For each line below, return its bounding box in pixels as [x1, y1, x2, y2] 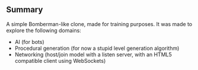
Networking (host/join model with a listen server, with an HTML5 [14, 50, 172, 58]
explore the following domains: [6, 27, 81, 34]
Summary [6, 5, 43, 15]
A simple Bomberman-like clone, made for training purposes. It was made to [6, 20, 193, 27]
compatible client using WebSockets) [14, 57, 106, 64]
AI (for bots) [14, 38, 44, 45]
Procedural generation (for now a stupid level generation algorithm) [14, 44, 180, 52]
